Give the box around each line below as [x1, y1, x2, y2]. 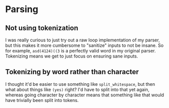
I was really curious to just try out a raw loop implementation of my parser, [5, 37, 160, 43]
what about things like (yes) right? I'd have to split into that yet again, [5, 86, 150, 92]
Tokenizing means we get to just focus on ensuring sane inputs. [5, 53, 138, 59]
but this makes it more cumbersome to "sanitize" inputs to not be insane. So [5, 42, 164, 48]
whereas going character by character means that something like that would [5, 92, 164, 98]
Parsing [5, 4, 38, 15]
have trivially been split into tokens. [5, 97, 79, 103]
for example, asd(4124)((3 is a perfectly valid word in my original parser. [5, 48, 156, 53]
